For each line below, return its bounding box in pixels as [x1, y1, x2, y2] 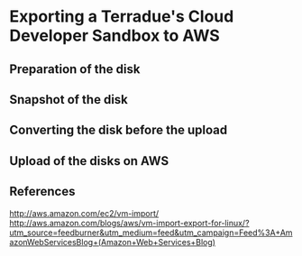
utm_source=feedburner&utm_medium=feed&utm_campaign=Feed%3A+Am [9, 227, 293, 238]
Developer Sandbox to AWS [9, 25, 221, 46]
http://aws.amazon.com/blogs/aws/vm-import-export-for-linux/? [9, 217, 250, 228]
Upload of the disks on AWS [9, 153, 169, 169]
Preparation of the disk [9, 61, 141, 77]
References [9, 184, 76, 199]
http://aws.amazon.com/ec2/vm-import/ [9, 207, 160, 218]
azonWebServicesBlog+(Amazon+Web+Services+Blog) [9, 236, 216, 247]
